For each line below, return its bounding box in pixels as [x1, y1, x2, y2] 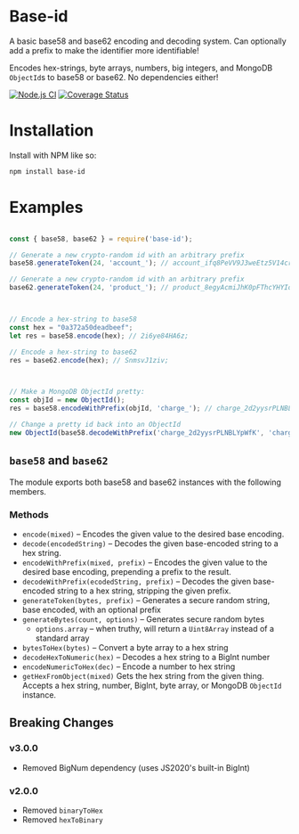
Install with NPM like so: [9, 150, 97, 160]
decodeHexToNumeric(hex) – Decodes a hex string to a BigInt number [21, 651, 271, 662]
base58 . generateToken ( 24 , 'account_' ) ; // [9, 258, 169, 268]
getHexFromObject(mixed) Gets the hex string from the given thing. [21, 670, 264, 681]
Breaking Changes [9, 715, 114, 731]
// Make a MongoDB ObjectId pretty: [9, 388, 145, 397]
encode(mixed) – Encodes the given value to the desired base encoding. [21, 528, 285, 539]
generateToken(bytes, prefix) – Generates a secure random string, [21, 594, 271, 605]
